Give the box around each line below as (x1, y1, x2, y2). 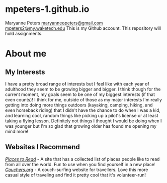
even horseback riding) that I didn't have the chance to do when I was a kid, (5, 107, 161, 113)
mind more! (5, 128, 29, 134)
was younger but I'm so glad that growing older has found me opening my (5, 123, 157, 129)
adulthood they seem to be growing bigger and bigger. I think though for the (5, 86, 161, 92)
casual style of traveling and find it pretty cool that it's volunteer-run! (5, 172, 146, 178)
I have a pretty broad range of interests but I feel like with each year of (5, 81, 150, 87)
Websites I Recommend (5, 143, 80, 151)
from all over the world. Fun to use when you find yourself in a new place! (5, 161, 156, 167)
